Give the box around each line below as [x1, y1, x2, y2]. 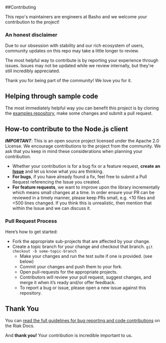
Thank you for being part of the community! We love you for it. [5, 78, 132, 84]
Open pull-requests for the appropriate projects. [19, 269, 118, 275]
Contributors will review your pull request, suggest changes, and [19, 274, 152, 280]
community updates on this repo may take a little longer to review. [5, 48, 139, 54]
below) [19, 258, 34, 264]
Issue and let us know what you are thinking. [12, 168, 104, 174]
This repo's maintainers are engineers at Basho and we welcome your [5, 14, 147, 19]
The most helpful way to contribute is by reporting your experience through [5, 57, 159, 63]
